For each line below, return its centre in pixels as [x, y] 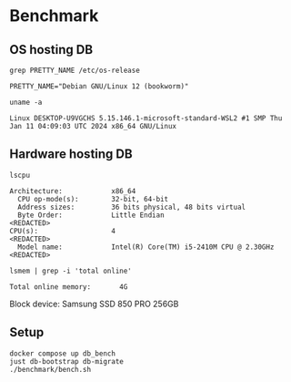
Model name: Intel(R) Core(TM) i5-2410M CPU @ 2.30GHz [146, 247]
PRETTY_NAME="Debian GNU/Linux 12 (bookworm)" [99, 87]
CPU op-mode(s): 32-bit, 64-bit [93, 199]
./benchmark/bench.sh [50, 369]
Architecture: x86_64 [73, 191]
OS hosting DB [51, 50]
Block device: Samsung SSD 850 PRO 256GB [94, 304]
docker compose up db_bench [63, 353]
